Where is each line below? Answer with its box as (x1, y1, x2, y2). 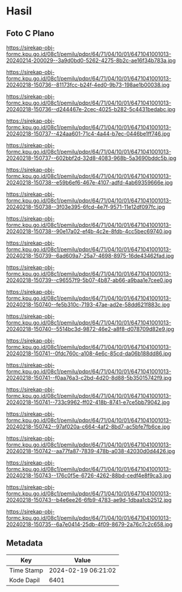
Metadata (6, 538, 43, 548)
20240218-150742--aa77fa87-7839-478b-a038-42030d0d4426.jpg (6, 448, 175, 454)
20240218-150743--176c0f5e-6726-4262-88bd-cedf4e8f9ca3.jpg (6, 472, 172, 479)
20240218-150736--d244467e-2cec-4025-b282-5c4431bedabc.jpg (6, 106, 175, 112)
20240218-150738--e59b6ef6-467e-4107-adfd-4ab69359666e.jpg (6, 179, 173, 186)
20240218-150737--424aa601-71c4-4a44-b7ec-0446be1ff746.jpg (6, 130, 171, 137)
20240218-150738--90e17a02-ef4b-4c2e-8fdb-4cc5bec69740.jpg (6, 228, 172, 235)
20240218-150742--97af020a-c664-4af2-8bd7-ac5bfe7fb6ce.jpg (6, 423, 171, 430)
